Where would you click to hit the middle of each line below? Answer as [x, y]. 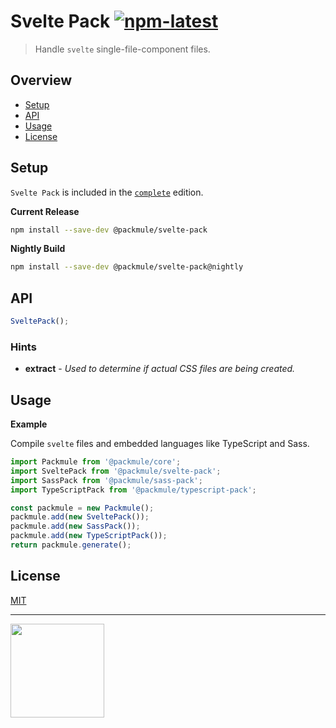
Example [29, 424]
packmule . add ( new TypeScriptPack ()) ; [89, 536]
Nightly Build [38, 249]
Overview [41, 80]
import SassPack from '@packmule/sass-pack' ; [106, 480]
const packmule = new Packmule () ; [82, 508]
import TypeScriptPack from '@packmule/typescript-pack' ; [133, 490]
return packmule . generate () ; [71, 545]
